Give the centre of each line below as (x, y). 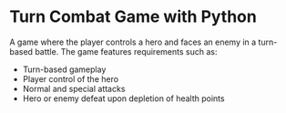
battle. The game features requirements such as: (126, 51)
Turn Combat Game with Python (133, 17)
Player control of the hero (71, 78)
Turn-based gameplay (64, 69)
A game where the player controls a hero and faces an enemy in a (133, 42)
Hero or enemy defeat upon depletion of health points (123, 98)
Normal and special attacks (74, 88)
